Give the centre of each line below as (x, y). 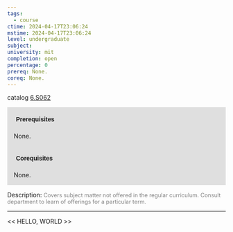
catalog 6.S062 (29, 98)
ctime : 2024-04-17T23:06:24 (48, 26)
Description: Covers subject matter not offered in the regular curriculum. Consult (114, 195)
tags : (15, 14)
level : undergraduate (38, 39)
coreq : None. (26, 78)
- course (26, 20)
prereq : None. (28, 71)
